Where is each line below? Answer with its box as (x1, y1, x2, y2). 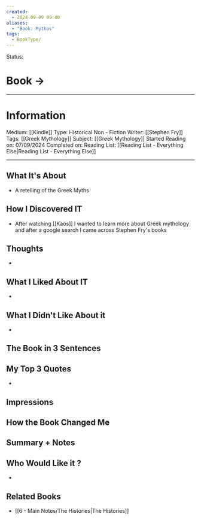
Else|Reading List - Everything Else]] (6, 147, 96, 155)
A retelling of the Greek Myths (14, 186, 90, 194)
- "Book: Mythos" (11, 25, 55, 32)
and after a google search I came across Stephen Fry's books (14, 226, 167, 234)
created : (6, 8, 28, 15)
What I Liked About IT (6, 277, 89, 287)
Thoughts (6, 243, 44, 253)
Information (6, 109, 66, 123)
